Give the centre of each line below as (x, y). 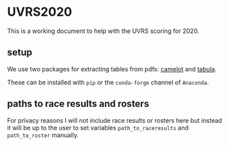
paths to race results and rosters (78, 104)
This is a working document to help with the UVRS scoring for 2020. (103, 31)
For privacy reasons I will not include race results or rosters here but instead (115, 120)
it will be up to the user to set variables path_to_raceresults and (98, 127)
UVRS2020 (40, 12)
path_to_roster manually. (43, 135)
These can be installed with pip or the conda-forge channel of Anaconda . (108, 82)
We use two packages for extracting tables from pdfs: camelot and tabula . (112, 69)
